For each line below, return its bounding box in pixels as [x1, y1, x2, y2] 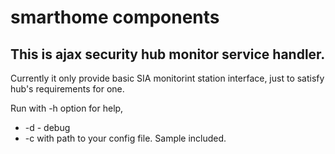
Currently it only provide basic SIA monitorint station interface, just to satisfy [10, 72, 325, 84]
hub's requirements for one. [10, 83, 125, 95]
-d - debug [24, 122, 71, 133]
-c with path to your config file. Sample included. [24, 132, 227, 144]
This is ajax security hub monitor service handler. [10, 46, 326, 63]
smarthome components [10, 6, 220, 29]
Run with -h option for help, [10, 102, 124, 114]
